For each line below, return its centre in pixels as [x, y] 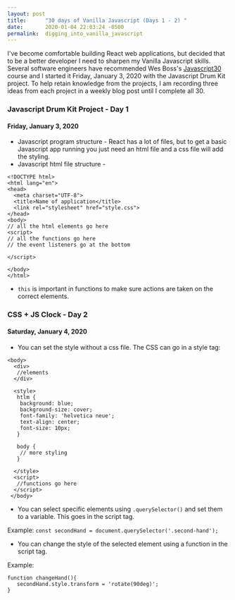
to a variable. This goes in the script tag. [76, 516]
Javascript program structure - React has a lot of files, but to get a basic [122, 142]
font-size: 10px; [45, 428]
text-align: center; [50, 422]
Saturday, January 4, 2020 [47, 331]
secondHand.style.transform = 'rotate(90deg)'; [88, 584]
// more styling [44, 453]
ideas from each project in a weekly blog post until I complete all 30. [106, 91]
